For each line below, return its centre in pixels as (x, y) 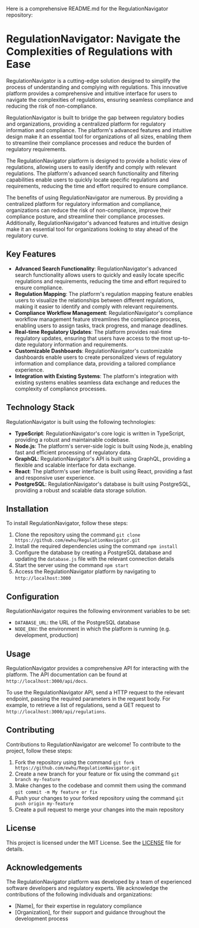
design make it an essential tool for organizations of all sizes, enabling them (99, 136)
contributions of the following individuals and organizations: (79, 895)
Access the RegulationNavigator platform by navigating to (85, 571)
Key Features (31, 254)
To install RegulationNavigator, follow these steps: (67, 523)
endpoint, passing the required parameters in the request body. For (89, 699)
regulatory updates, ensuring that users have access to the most (94, 338)
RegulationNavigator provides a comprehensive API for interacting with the (97, 668)
